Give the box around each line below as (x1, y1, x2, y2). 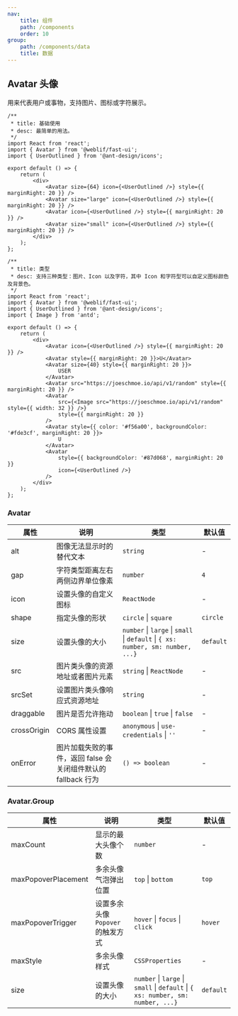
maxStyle (11, 956, 42, 966)
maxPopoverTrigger (11, 918, 77, 928)
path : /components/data (20, 43, 91, 50)
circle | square (122, 612, 173, 622)
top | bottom (134, 874, 174, 884)
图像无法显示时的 (56, 541, 113, 551)
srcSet (11, 690, 33, 700)
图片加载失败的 (56, 742, 106, 752)
